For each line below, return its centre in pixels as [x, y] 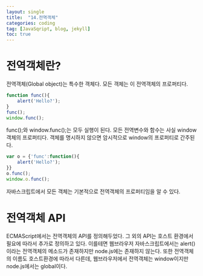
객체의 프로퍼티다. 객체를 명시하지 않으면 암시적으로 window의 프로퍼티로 [93, 138]
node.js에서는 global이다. [37, 266]
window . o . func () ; [28, 179]
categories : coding [31, 23]
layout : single [25, 12]
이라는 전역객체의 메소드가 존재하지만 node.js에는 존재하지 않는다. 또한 [90, 251]
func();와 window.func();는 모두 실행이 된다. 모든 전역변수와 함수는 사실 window [101, 130]
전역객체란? [34, 66]
